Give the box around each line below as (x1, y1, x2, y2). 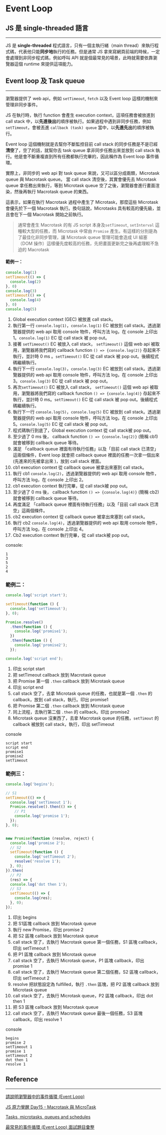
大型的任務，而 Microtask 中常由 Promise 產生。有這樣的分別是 (26, 228, 153, 234)
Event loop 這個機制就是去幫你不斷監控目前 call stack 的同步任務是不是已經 (5, 141, 158, 147)
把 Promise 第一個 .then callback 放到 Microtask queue (12, 678, 125, 684)
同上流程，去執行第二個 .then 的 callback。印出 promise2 (12, 709, 130, 715)
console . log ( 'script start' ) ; (5, 593, 68, 598)
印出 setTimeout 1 (12, 945, 49, 951)
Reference (5, 1075, 38, 1084)
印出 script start (12, 666, 45, 672)
